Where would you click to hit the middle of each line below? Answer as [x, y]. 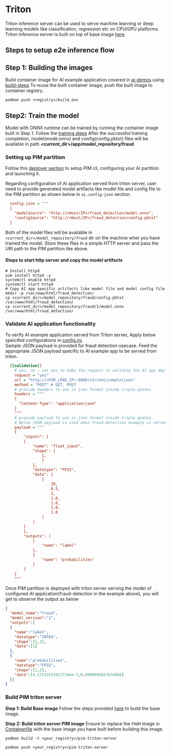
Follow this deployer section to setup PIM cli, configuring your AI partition [82, 168]
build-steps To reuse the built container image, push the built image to [79, 85]
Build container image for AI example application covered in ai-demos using [85, 80]
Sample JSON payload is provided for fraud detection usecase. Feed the [81, 346]
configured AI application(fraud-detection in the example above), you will [82, 594]
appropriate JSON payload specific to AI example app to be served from [81, 351]
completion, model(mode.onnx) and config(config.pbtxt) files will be [77, 138]
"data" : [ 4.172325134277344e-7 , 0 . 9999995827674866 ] [69, 675]
